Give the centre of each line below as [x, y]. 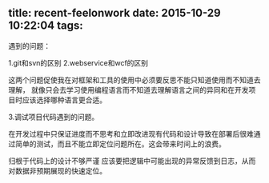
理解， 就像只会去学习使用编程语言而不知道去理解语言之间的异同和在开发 [128, 90]
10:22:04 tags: [46, 26]
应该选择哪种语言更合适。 [64, 100]
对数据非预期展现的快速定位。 [57, 170]
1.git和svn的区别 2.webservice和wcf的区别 [78, 62]
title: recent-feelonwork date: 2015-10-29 [115, 13]
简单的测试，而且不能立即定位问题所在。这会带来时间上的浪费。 [120, 144]
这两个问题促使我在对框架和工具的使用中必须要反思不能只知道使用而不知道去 [134, 80]
